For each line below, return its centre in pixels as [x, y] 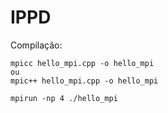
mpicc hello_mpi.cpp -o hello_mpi [82, 63]
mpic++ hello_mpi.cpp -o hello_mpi [84, 81]
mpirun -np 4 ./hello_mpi [64, 98]
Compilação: [36, 45]
